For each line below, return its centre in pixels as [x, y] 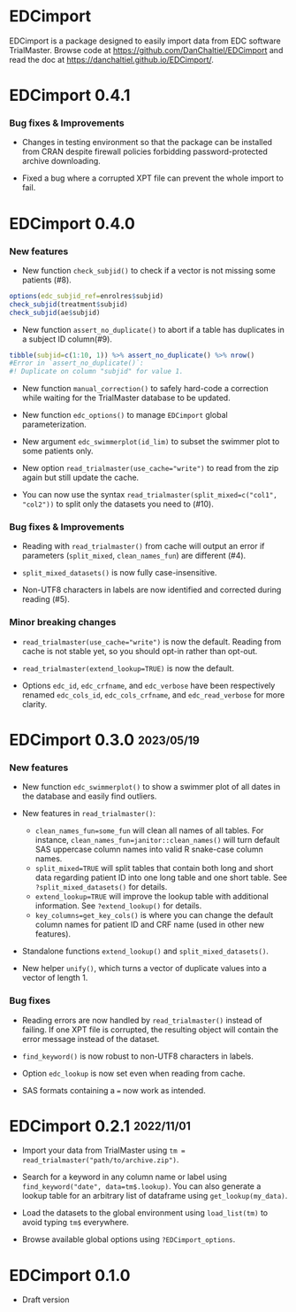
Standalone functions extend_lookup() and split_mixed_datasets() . [145, 951]
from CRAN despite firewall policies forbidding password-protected [144, 151]
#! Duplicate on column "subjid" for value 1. [96, 372]
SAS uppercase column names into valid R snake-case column [149, 849]
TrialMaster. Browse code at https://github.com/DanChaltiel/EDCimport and [146, 50]
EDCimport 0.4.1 [70, 96]
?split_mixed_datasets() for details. [101, 887]
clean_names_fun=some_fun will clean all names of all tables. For [149, 830]
